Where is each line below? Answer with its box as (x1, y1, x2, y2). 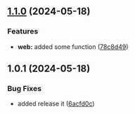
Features (7, 27, 39, 36)
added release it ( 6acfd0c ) (17, 99, 95, 108)
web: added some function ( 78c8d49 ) (17, 42, 129, 51)
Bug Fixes (7, 84, 42, 93)
